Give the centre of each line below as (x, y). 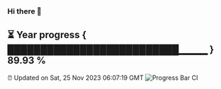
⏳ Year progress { (47, 35)
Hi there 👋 (25, 11)
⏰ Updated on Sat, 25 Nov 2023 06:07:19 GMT (75, 78)
